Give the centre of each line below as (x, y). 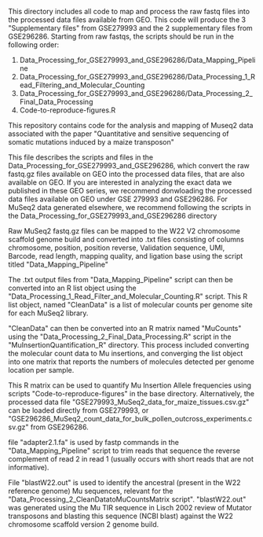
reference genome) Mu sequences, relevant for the (91, 491)
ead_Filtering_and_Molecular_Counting (82, 85)
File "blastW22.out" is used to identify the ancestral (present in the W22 (124, 482)
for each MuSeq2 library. (48, 313)
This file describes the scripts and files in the (81, 157)
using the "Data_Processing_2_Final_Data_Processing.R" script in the (120, 337)
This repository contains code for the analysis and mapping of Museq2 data (131, 125)
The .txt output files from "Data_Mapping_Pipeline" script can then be (121, 280)
